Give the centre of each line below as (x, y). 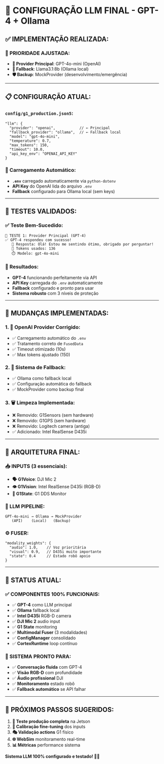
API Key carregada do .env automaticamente (57, 283)
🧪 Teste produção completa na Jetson (51, 721)
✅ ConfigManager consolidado (44, 638)
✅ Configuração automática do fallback (52, 383)
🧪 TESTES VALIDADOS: (41, 211)
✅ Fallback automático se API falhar (49, 689)
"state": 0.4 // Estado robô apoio (50, 556)
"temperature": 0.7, (30, 141)
